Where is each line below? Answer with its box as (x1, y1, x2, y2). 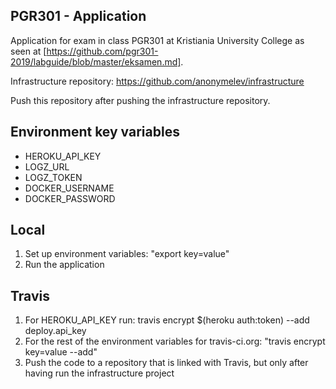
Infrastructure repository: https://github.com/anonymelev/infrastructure (10, 75, 305, 87)
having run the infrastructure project (24, 367, 175, 379)
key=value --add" (24, 346, 98, 358)
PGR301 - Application (10, 8, 147, 25)
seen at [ (10, 45, 47, 57)
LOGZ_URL (24, 160, 70, 173)
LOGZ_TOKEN (24, 171, 83, 183)
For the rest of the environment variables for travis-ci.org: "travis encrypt (24, 335, 326, 348)
